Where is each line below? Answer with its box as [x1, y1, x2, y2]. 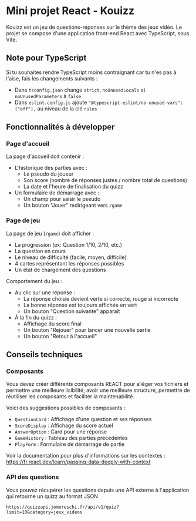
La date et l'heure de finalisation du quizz [23, 183, 123, 190]
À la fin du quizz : [14, 314, 57, 321]
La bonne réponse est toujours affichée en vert [23, 301, 137, 308]
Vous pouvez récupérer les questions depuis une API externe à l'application [6, 486, 190, 493]
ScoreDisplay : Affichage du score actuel [14, 422, 113, 429]
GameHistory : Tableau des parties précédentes [14, 435, 128, 442]
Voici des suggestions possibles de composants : [6, 404, 126, 412]
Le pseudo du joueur [23, 170, 74, 177]
